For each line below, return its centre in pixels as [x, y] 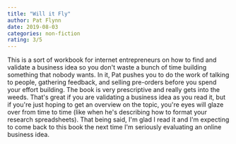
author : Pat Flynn [34, 20]
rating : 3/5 [25, 40]
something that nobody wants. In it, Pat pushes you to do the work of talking [118, 75]
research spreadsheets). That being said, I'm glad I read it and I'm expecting [118, 119]
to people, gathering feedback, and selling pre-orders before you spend [112, 82]
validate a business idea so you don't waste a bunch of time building [107, 67]
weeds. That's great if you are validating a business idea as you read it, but [117, 97]
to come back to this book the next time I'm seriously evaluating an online [114, 127]
